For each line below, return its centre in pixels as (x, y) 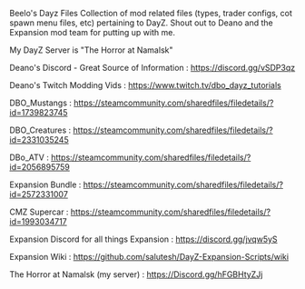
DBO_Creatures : (40, 130)
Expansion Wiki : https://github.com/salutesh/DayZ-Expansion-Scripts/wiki (149, 257)
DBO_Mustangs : (41, 103)
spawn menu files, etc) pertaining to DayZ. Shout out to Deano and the (142, 23)
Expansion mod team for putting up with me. (92, 32)
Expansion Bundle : (45, 184)
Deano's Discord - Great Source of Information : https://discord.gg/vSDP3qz (152, 68)
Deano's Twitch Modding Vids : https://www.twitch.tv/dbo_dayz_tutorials (145, 85)
